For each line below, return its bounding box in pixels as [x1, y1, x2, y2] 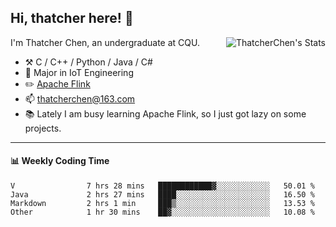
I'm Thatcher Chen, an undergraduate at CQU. [10, 36, 200, 48]
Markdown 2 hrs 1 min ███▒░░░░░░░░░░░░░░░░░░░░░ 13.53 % [10, 199, 315, 209]
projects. [24, 122, 62, 134]
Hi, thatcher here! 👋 [10, 10, 134, 27]
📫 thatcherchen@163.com [24, 92, 136, 105]
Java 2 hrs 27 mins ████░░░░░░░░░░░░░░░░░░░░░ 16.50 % [10, 190, 315, 200]
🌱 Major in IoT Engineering [24, 66, 134, 78]
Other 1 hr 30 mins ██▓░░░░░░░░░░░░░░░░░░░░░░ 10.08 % [10, 207, 315, 218]
